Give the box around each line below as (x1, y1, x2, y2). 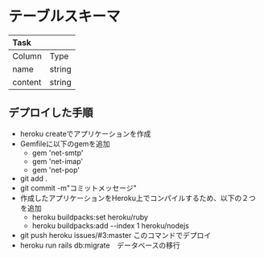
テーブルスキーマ (8, 7, 121, 26)
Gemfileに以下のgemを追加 (19, 138, 110, 149)
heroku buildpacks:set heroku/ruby (31, 212, 149, 222)
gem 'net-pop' (31, 165, 80, 174)
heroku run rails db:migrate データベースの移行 (19, 240, 181, 250)
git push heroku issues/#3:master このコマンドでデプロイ (19, 230, 212, 240)
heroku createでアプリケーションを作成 (19, 129, 151, 138)
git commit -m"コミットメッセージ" (19, 182, 137, 193)
